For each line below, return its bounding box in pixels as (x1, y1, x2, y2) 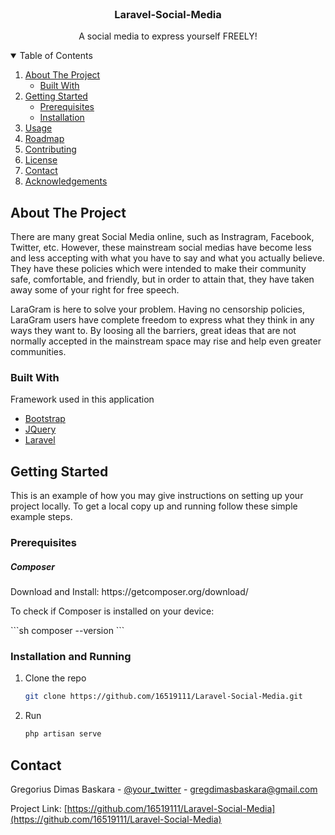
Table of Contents (19, 50, 93, 62)
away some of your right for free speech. (10, 284, 180, 296)
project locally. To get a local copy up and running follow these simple (10, 500, 298, 512)
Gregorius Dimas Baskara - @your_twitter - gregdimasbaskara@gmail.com (10, 783, 318, 795)
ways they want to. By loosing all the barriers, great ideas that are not (10, 325, 297, 337)
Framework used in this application (10, 393, 155, 406)
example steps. (10, 511, 73, 523)
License (24, 154, 58, 166)
